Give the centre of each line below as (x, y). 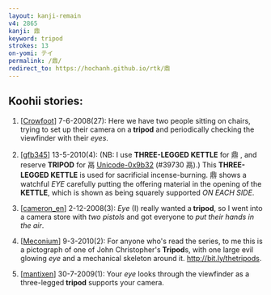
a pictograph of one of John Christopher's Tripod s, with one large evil (136, 249)
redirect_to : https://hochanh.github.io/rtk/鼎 (89, 69)
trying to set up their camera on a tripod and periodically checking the (137, 129)
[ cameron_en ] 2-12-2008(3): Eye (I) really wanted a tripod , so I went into (141, 208)
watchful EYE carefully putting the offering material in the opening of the (141, 183)
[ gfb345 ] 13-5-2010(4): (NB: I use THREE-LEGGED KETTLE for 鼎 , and (138, 154)
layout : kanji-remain (45, 16)
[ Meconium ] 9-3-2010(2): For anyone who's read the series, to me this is (141, 241)
